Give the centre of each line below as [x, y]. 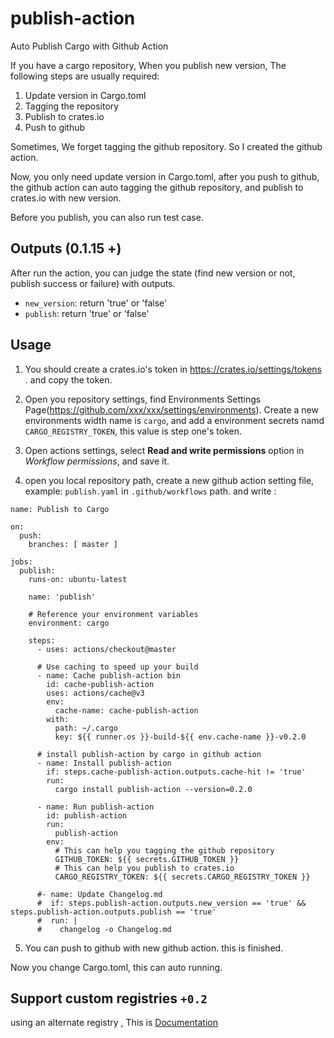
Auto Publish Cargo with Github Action [89, 46]
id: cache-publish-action [100, 684]
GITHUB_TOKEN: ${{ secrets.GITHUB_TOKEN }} [147, 859]
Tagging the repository [72, 106]
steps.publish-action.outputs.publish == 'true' [113, 912]
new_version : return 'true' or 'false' [96, 303]
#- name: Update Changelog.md [99, 894]
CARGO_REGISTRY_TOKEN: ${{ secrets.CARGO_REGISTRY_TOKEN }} [182, 877]
